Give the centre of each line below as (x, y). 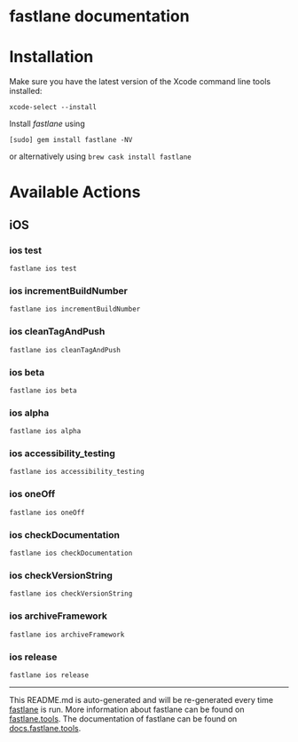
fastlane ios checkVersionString (71, 594)
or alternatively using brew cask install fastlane (101, 156)
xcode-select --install (53, 107)
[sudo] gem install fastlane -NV (71, 140)
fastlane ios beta (43, 391)
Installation (51, 57)
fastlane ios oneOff (47, 512)
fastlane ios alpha (45, 431)
